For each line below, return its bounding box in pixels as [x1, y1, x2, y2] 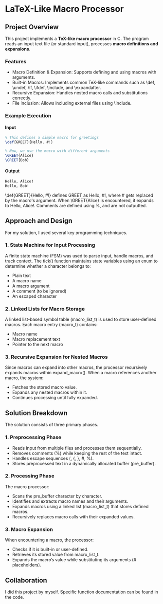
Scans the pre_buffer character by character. [12, 493, 103, 499]
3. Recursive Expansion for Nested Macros [5, 354, 108, 361]
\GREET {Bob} [5, 157, 29, 163]
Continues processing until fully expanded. [12, 395, 98, 401]
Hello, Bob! [5, 183, 29, 188]
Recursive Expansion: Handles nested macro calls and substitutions [12, 90, 148, 96]
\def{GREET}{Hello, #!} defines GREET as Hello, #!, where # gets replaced [5, 192, 153, 198]
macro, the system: [5, 375, 44, 381]
